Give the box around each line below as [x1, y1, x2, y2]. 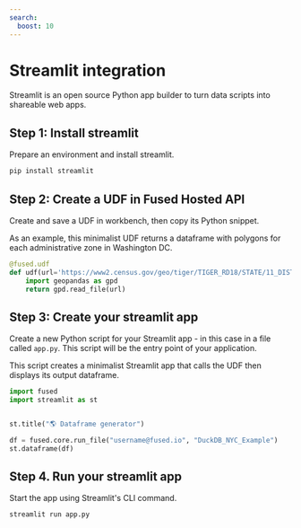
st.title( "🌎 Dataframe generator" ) [9, 419, 145, 428]
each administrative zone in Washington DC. [9, 242, 173, 252]
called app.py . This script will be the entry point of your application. [9, 343, 257, 354]
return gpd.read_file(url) [25, 285, 126, 294]
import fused [9, 387, 58, 396]
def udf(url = [9, 268, 58, 277]
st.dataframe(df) [9, 444, 74, 453]
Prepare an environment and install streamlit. [9, 149, 175, 160]
